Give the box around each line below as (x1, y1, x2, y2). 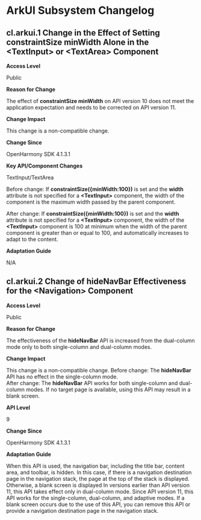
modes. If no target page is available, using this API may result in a (26, 386, 191, 393)
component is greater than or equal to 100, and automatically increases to (6, 230, 189, 236)
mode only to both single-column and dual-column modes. (6, 343, 152, 350)
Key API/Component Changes (6, 162, 83, 169)
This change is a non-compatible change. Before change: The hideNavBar (6, 366, 191, 374)
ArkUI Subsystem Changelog (6, 4, 155, 17)
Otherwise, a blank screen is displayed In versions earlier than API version (6, 481, 190, 489)
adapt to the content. (6, 236, 58, 243)
